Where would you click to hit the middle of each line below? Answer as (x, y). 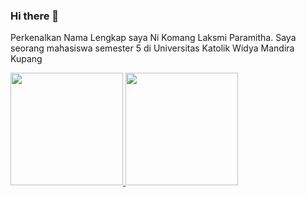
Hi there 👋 (35, 16)
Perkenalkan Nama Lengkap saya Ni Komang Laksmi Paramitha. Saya (153, 38)
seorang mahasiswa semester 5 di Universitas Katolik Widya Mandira (152, 48)
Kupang (26, 59)
